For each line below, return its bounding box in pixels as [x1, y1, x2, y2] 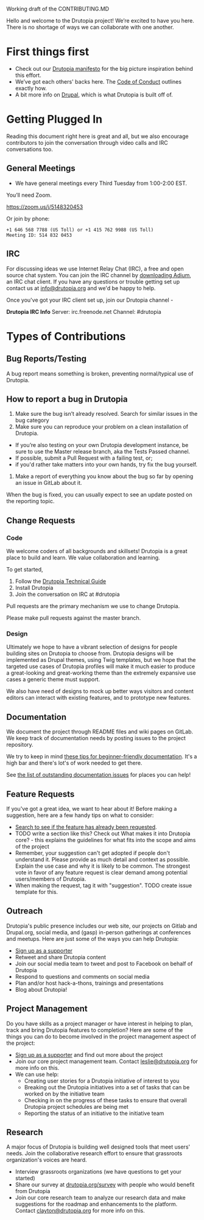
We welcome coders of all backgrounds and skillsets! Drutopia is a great [6, 548, 188, 554]
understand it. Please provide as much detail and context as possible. [15, 855, 190, 863]
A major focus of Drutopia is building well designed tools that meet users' [6, 1143, 191, 1150]
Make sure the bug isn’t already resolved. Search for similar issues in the [15, 410, 198, 418]
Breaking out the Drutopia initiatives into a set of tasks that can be [24, 1083, 190, 1091]
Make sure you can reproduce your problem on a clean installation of [15, 423, 189, 430]
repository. [6, 741, 33, 749]
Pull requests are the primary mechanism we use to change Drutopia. [6, 603, 180, 609]
